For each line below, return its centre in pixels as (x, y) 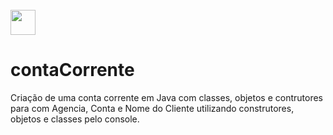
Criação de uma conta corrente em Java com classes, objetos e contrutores (166, 97)
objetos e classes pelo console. (75, 119)
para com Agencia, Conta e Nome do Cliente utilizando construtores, (152, 108)
